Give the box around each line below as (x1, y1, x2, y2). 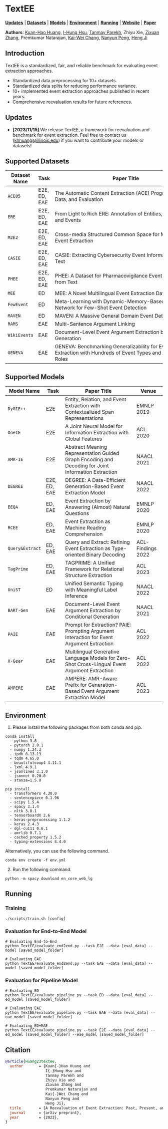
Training (5, 905, 26, 912)
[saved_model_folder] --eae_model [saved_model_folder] (25, 1032, 144, 1037)
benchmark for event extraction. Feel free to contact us (12, 132, 126, 138)
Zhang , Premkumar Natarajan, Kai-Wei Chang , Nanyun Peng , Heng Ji (5, 35, 147, 41)
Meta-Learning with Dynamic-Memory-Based (54, 298, 165, 305)
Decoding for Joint (64, 462, 109, 469)
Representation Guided (64, 450, 119, 457)
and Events (54, 216, 81, 223)
